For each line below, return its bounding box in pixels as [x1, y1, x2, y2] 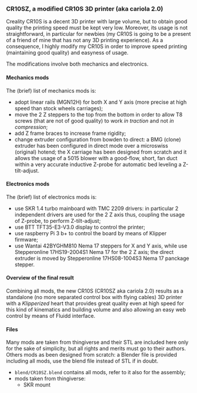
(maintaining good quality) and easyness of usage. [6, 49, 129, 56]
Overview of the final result [6, 275, 74, 282]
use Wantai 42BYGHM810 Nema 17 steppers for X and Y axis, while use [14, 242, 188, 249]
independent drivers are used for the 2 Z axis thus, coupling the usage [14, 211, 185, 218]
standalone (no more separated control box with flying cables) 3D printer [6, 293, 182, 300]
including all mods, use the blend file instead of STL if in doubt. [6, 357, 158, 365]
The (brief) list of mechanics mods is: [6, 87, 97, 94]
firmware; [14, 236, 38, 243]
